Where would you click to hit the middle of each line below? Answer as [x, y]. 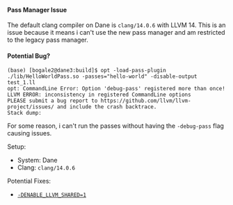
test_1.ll [22, 83]
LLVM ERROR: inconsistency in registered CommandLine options [99, 95]
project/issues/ [31, 107]
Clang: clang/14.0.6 [46, 167]
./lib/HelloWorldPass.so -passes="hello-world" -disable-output [102, 76]
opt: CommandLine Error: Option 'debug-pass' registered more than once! [116, 89]
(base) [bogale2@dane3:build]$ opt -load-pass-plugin [87, 71]
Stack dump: [24, 113]
